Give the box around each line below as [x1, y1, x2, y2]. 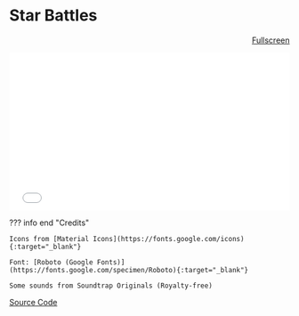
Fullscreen [252, 35, 290, 45]
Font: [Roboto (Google [9, 258, 93, 267]
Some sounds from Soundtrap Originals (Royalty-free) [9, 281, 214, 290]
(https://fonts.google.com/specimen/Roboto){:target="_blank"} [9, 266, 249, 275]
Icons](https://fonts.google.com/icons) [93, 235, 245, 244]
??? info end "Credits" [9, 217, 90, 228]
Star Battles [9, 5, 98, 26]
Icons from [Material [9, 235, 90, 244]
